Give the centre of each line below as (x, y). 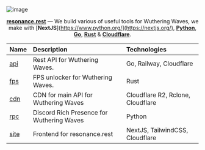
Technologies (146, 49)
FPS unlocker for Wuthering (73, 77)
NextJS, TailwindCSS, (157, 130)
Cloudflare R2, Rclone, (158, 95)
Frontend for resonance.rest (73, 134)
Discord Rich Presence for (70, 112)
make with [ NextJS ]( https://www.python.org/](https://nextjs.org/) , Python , (103, 28)
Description (50, 49)
